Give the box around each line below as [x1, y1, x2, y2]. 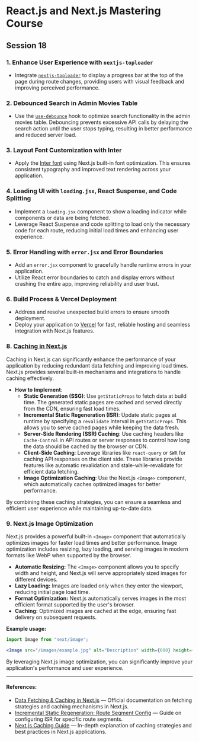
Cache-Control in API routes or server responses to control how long [23, 436, 190, 443]
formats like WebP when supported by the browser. [6, 551, 131, 558]
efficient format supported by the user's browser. [14, 601, 135, 608]
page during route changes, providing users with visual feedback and [14, 78, 185, 85]
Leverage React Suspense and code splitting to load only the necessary [14, 221, 191, 228]
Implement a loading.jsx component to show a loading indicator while [14, 207, 187, 215]
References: [6, 683, 37, 691]
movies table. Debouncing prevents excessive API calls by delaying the [14, 119, 188, 126]
